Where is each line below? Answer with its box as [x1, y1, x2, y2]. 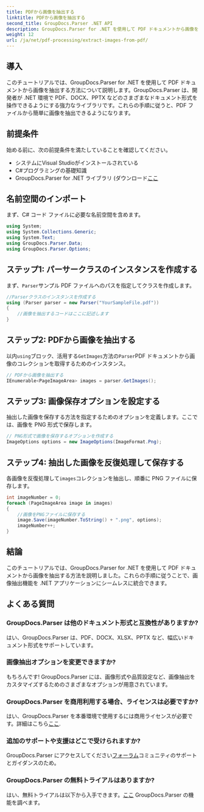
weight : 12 [6, 32, 34, 38]
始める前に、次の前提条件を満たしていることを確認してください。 [6, 146, 172, 153]
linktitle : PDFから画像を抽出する [6, 15, 86, 21]
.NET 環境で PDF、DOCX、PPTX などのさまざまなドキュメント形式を [23, 94, 198, 101]
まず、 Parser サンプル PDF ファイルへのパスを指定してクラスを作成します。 [6, 282, 195, 289]
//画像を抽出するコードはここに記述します [17, 311, 109, 317]
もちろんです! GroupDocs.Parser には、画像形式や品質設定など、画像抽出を [6, 673, 196, 680]
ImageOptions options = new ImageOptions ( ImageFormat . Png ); [6, 439, 163, 445]
